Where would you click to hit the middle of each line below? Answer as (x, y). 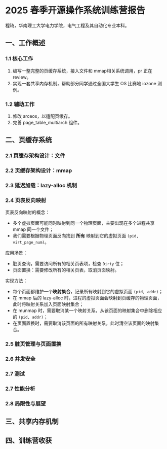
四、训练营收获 (29, 440)
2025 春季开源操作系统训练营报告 (75, 10)
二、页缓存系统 (29, 140)
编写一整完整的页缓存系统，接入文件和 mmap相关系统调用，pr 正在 (82, 71)
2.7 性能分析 (20, 389)
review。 (22, 77)
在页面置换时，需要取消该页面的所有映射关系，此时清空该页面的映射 (83, 323)
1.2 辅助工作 (20, 104)
